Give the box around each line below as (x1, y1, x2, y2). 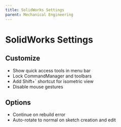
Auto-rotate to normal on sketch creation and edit (12, 117, 116, 123)
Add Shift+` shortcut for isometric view (12, 78, 94, 84)
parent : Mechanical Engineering (5, 12, 73, 17)
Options (5, 98, 31, 107)
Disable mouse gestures (12, 83, 63, 90)
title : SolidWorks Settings (5, 7, 65, 13)
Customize (5, 54, 41, 63)
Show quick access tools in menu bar (12, 67, 91, 73)
